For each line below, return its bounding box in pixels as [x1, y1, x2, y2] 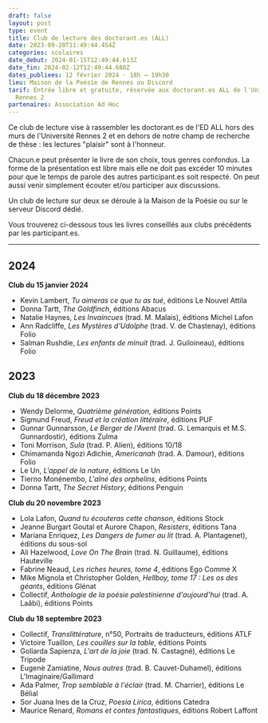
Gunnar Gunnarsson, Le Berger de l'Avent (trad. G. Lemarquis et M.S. [19, 423, 247, 433]
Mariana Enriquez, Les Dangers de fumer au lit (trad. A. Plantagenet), [19, 530, 248, 539]
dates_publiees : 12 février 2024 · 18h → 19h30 [8, 71, 170, 79]
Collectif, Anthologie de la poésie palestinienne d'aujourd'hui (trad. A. [19, 590, 249, 599]
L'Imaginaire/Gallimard [19, 671, 94, 681]
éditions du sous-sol [19, 539, 88, 548]
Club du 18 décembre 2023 [8, 390, 100, 400]
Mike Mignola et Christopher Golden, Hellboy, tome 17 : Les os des [19, 572, 238, 583]
